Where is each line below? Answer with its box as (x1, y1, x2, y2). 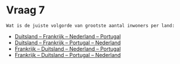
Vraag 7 (6, 3, 45, 17)
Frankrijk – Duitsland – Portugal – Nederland (14, 51, 121, 58)
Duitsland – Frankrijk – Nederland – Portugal (14, 33, 121, 40)
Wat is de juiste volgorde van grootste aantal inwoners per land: (6, 23, 175, 29)
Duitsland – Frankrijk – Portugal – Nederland (14, 39, 121, 46)
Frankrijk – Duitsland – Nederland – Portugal (14, 45, 121, 52)
